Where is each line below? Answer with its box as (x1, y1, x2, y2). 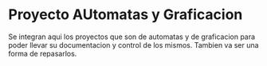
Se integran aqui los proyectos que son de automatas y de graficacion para (8, 32, 256, 41)
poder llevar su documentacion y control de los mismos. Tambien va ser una (8, 40, 259, 49)
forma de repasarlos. (8, 49, 77, 58)
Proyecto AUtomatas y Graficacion (8, 6, 243, 24)
